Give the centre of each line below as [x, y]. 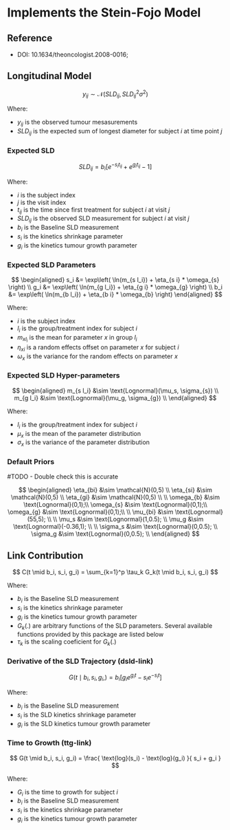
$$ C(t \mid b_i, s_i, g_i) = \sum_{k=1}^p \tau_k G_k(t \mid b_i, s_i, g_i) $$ [115, 572]
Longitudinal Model [49, 76]
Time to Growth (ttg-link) [49, 743]
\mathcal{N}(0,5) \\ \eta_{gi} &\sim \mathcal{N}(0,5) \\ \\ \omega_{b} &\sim [115, 497]
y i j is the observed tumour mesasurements [77, 123]
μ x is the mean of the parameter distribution [79, 434]
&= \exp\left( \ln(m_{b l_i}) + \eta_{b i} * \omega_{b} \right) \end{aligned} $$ [115, 294]
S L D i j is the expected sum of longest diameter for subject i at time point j [119, 132]
